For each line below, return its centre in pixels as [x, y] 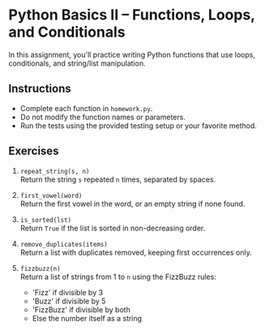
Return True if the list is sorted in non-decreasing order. [113, 228]
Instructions [40, 89]
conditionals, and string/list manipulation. [77, 63]
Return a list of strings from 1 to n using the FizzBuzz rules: [118, 277]
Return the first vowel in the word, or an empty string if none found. [132, 204]
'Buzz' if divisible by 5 [69, 301]
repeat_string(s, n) [55, 171]
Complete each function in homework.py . [86, 108]
